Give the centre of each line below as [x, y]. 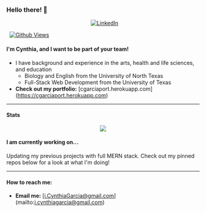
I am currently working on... [42, 142]
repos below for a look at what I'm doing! [58, 162]
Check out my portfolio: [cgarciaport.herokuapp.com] [84, 89]
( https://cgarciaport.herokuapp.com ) [62, 95]
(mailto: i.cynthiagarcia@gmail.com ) [60, 202]
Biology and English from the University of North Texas [94, 75]
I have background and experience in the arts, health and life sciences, [105, 62]
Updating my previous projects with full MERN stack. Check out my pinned [101, 156]
